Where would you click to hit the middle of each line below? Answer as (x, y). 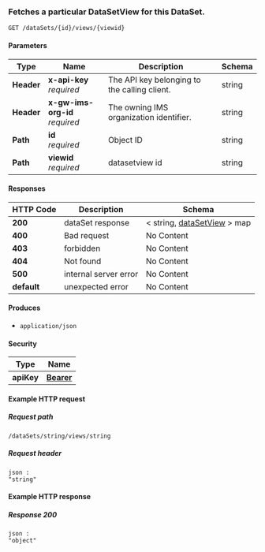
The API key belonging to (154, 80)
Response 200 (33, 514)
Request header (35, 453)
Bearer (59, 378)
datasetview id (135, 162)
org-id (61, 112)
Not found (83, 261)
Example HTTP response (50, 497)
